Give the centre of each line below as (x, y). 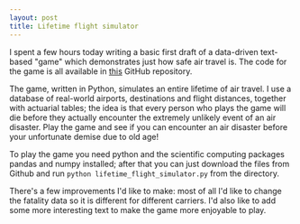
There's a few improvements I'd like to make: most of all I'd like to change (145, 191)
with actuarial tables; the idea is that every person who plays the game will (148, 107)
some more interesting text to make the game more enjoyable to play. (138, 210)
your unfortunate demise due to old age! (84, 136)
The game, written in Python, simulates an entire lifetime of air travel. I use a (150, 89)
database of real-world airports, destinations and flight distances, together (148, 98)
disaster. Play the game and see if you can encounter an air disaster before (149, 126)
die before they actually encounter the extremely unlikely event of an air (143, 117)
